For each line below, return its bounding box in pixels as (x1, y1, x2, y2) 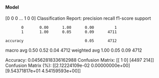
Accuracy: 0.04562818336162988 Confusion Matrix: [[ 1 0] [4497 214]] (5, 57, 154, 63)
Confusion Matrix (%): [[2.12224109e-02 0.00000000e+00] (5, 62, 131, 68)
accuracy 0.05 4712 (5, 38, 117, 44)
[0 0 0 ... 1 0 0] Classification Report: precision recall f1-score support (5, 15, 151, 21)
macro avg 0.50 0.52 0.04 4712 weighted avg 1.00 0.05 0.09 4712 (5, 47, 142, 53)
